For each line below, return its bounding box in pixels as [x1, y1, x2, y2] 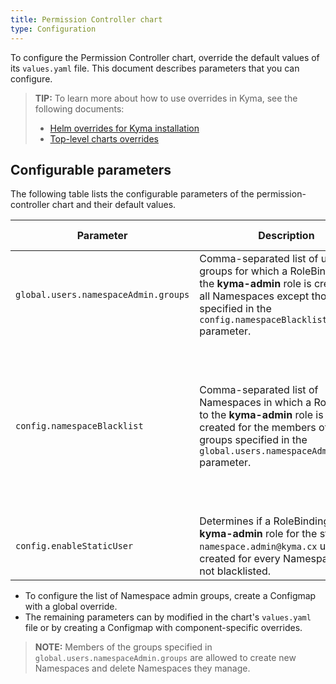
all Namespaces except [199, 289, 310, 303]
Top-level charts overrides [49, 132, 159, 145]
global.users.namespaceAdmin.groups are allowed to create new [34, 652, 297, 664]
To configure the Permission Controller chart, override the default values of [10, 51, 320, 63]
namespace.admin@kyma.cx [199, 541, 318, 553]
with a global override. [24, 601, 118, 613]
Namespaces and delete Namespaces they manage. [34, 662, 251, 675]
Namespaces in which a [199, 396, 312, 410]
